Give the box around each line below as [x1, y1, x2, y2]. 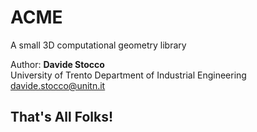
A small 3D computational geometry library [10, 39, 187, 51]
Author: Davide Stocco [10, 58, 105, 70]
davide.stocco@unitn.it [10, 79, 106, 91]
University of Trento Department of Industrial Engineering [10, 69, 247, 81]
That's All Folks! [10, 109, 114, 126]
